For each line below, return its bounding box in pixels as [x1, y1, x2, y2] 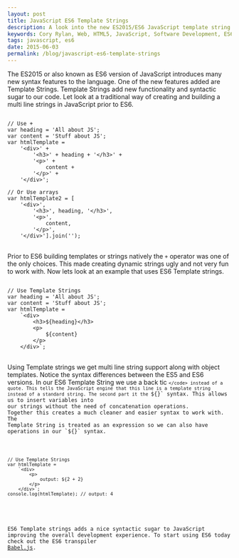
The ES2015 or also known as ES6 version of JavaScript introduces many [7, 69, 222, 78]
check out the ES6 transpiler [7, 537, 97, 545]
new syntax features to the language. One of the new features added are [7, 77, 221, 86]
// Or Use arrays [7, 188, 59, 196]
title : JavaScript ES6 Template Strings [7, 17, 129, 24]
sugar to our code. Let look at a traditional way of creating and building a [7, 92, 221, 100]
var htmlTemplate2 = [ [7, 195, 75, 202]
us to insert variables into [7, 396, 94, 403]
